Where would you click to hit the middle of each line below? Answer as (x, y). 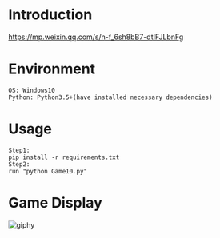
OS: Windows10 (32, 90)
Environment (52, 69)
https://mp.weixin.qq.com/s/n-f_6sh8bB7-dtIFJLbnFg (96, 37)
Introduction (50, 15)
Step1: (19, 150)
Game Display (55, 203)
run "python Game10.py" (48, 171)
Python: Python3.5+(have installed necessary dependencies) (111, 97)
